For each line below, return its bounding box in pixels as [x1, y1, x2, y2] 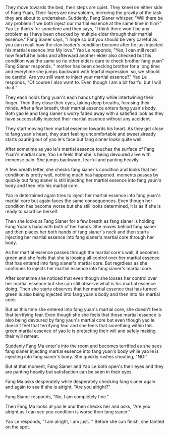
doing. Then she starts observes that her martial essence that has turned [5, 286, 157, 292]
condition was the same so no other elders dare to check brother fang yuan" [5, 58, 164, 64]
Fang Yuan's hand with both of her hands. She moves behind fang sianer [5, 224, 157, 229]
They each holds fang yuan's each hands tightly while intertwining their [5, 94, 154, 100]
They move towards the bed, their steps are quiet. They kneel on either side [5, 5, 163, 10]
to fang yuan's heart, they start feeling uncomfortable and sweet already [5, 131, 156, 137]
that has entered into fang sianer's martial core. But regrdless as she [5, 260, 148, 266]
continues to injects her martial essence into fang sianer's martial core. [5, 266, 153, 271]
